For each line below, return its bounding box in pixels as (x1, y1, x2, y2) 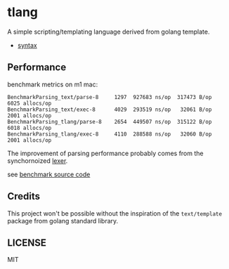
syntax (17, 41, 37, 49)
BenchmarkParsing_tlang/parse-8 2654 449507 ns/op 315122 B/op (7, 118, 212, 125)
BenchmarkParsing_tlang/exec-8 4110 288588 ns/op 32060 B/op (7, 131, 212, 138)
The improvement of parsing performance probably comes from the (7, 149, 204, 157)
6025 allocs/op (7, 100, 52, 107)
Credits (7, 190, 41, 202)
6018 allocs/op (7, 124, 52, 131)
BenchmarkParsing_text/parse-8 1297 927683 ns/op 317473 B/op (7, 93, 212, 100)
